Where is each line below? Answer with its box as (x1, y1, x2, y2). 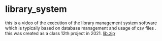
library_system (5, 3, 67, 15)
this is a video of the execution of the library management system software (5, 20, 157, 26)
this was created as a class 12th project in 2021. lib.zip (5, 30, 115, 36)
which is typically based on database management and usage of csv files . (5, 25, 157, 31)
